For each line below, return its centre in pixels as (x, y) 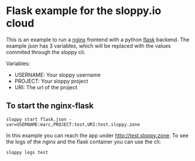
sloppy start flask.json (36, 119)
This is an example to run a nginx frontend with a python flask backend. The (98, 39)
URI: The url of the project (46, 87)
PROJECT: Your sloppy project (51, 81)
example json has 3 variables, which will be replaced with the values (88, 46)
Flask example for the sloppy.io (84, 11)
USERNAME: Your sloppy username (57, 75)
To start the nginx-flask (50, 106)
